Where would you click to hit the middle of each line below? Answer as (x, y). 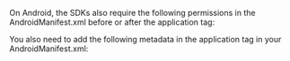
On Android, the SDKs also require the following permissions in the (132, 13)
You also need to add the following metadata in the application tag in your (145, 39)
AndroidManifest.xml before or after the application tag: (112, 22)
